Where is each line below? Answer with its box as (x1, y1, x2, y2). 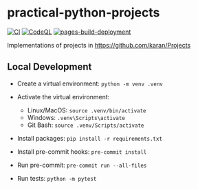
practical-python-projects (7, 5, 160, 21)
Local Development (7, 61, 92, 73)
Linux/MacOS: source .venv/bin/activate (27, 106, 146, 115)
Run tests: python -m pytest (16, 174, 97, 182)
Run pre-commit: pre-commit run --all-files (16, 161, 147, 169)
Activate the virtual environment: (16, 92, 110, 101)
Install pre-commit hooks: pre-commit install (16, 147, 147, 156)
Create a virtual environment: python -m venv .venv (16, 79, 163, 88)
